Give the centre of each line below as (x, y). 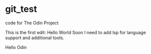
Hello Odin (16, 47)
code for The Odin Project (32, 23)
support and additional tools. (35, 38)
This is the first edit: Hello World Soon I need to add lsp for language (75, 32)
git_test (21, 9)
